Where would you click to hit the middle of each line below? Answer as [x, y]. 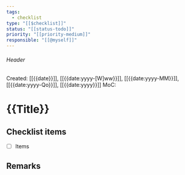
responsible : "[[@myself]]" [42, 40]
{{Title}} [28, 109]
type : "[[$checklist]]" [36, 23]
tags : [13, 12]
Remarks [24, 166]
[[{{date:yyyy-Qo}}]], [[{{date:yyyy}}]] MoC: [61, 85]
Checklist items [36, 132]
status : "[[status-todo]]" [40, 29]
